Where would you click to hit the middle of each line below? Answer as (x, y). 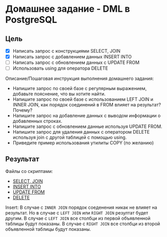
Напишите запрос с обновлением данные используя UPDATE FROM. (87, 126)
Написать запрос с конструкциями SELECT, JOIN (67, 51)
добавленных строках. (38, 121)
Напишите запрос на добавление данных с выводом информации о (87, 116)
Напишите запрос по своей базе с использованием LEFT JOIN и (83, 99)
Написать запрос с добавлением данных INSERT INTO (72, 57)
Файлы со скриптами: (29, 171)
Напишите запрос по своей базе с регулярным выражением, (80, 89)
